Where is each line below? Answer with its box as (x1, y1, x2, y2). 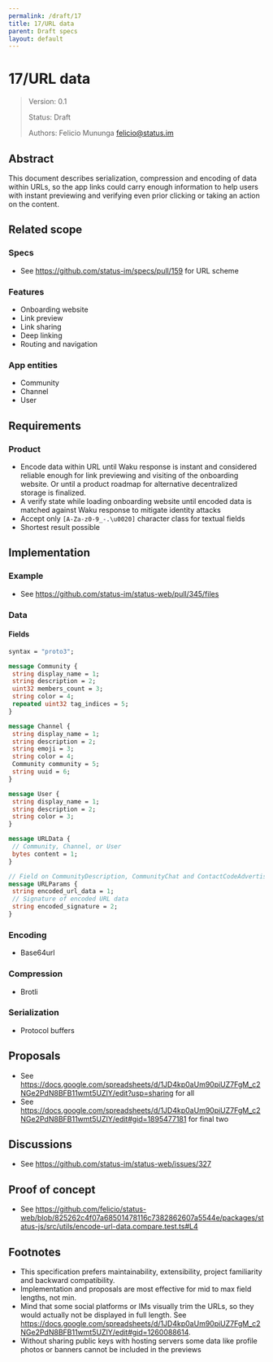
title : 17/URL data (8, 20, 75, 28)
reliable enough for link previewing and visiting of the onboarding (19, 470, 239, 480)
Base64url (19, 948, 55, 957)
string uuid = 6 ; (11, 768, 71, 776)
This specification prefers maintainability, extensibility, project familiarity (19, 1267, 262, 1277)
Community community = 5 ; (11, 760, 100, 769)
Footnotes (8, 1245, 61, 1259)
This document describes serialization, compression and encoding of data (8, 173, 258, 183)
